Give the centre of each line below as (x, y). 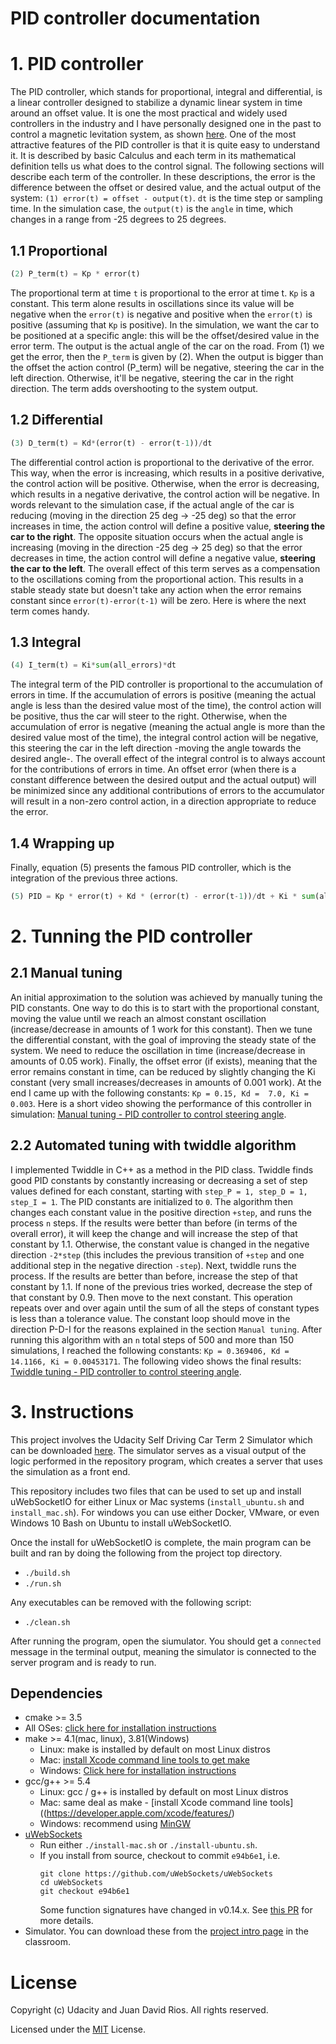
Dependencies (56, 1693)
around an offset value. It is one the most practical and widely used (149, 113)
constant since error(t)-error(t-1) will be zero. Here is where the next (158, 600)
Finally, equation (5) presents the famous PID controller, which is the (151, 867)
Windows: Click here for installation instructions (138, 1771)
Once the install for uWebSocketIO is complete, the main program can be (161, 1542)
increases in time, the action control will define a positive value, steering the (168, 526)
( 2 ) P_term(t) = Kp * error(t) (75, 273)
